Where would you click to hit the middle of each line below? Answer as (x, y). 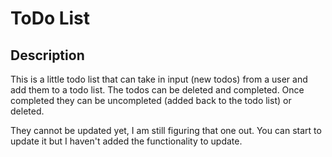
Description (47, 55)
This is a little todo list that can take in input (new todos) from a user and (159, 79)
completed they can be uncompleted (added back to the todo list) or (151, 100)
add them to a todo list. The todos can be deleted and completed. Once (157, 90)
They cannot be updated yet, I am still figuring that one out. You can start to (166, 130)
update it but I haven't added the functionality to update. (126, 141)
